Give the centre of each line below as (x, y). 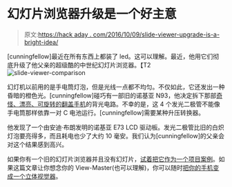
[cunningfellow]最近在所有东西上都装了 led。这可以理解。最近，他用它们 (110, 56)
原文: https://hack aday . (58, 34)
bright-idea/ (41, 42)
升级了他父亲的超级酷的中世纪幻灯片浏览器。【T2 (82, 65)
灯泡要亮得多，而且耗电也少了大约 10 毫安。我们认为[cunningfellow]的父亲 (113, 135)
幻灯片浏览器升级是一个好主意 (92, 14)
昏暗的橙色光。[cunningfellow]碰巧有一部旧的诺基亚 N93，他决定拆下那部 (112, 95)
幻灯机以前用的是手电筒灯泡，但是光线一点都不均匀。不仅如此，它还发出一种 (116, 87)
